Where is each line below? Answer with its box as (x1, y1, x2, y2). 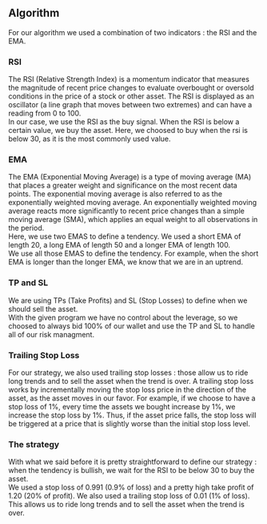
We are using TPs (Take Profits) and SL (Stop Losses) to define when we (8, 296, 248, 305)
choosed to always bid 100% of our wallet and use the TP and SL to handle (8, 320, 256, 331)
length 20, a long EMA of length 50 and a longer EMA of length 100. (8, 240, 230, 250)
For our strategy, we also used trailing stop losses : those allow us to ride (8, 368, 249, 377)
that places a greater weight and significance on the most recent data (8, 180, 237, 191)
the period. (8, 224, 45, 233)
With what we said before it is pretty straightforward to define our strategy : (8, 457, 257, 467)
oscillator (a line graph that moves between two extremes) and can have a (8, 100, 253, 110)
